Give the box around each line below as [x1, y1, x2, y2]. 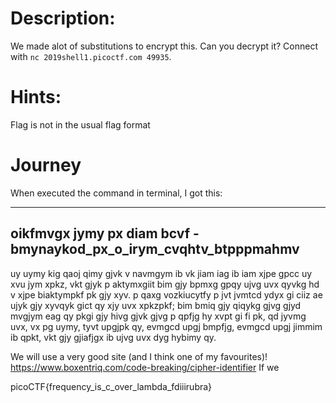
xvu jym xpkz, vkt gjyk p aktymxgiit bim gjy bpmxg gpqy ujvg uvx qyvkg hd [10, 278, 320, 290]
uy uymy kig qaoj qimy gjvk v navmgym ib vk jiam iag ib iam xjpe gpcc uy [10, 267, 313, 279]
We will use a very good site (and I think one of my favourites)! [10, 350, 268, 362]
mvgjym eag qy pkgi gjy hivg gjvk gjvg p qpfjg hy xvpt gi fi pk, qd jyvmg [10, 310, 307, 322]
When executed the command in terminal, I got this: [10, 187, 223, 199]
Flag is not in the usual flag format [10, 118, 151, 131]
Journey [10, 154, 82, 177]
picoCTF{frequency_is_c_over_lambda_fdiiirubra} [10, 380, 213, 392]
